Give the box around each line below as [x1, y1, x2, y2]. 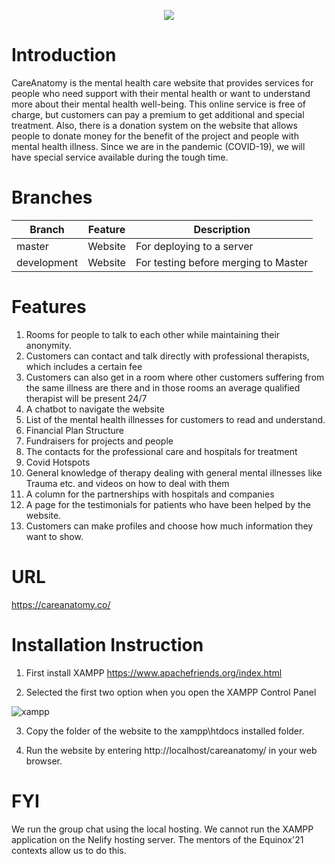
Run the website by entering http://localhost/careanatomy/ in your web [25, 744, 318, 756]
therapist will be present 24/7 [25, 392, 148, 404]
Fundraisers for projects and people [25, 435, 174, 447]
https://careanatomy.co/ [11, 598, 111, 610]
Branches [11, 186, 93, 209]
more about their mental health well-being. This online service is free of [11, 98, 306, 110]
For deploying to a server [135, 239, 254, 253]
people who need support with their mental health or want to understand [11, 87, 311, 99]
